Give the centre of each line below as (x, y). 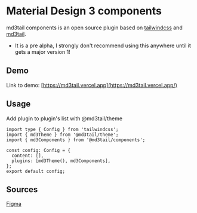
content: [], (28, 156)
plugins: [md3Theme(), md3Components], (61, 161)
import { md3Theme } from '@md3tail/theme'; (62, 135)
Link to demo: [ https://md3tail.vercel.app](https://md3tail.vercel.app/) (92, 85)
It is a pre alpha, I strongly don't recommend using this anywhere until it (103, 45)
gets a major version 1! (42, 51)
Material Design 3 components (84, 11)
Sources (22, 189)
